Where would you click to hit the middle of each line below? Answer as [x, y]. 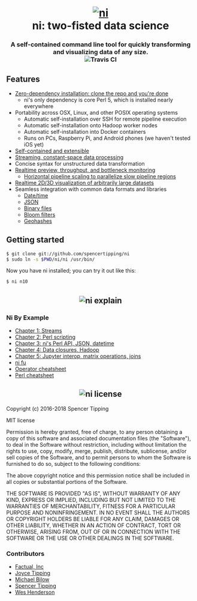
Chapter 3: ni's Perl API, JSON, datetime [65, 343]
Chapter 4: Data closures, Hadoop [57, 350]
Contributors [25, 554]
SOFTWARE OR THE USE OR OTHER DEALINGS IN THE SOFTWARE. [90, 538]
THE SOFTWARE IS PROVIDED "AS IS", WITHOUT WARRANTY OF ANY [93, 493]
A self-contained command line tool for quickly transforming [101, 44]
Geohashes [38, 221]
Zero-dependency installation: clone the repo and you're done [92, 93]
